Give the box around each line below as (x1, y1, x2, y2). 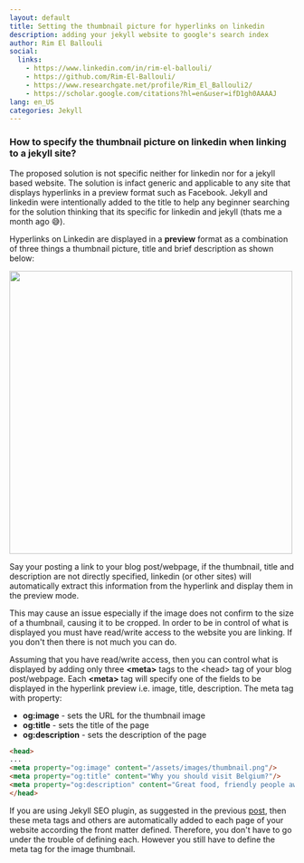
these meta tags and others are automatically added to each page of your (9, 814, 284, 825)
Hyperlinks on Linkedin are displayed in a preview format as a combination (9, 233, 289, 245)
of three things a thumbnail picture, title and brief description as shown (9, 243, 274, 254)
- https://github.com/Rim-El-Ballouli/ (25, 72, 176, 82)
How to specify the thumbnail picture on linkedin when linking (9, 136, 287, 149)
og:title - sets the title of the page (22, 719, 149, 730)
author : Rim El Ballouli (9, 38, 103, 48)
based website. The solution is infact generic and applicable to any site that (9, 177, 291, 188)
